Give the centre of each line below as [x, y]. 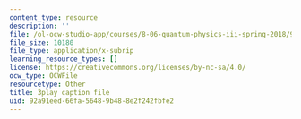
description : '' [39, 26]
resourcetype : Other [48, 84]
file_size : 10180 [42, 42]
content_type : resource [54, 17]
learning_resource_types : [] [64, 59]
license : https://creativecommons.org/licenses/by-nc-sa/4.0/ [128, 68]
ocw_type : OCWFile [43, 76]
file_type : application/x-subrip [72, 51]
